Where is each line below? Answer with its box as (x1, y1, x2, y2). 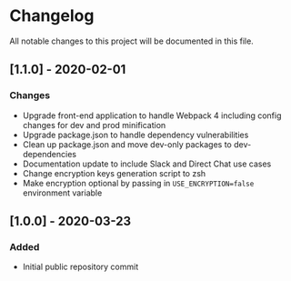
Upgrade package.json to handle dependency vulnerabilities (22, 129, 249, 140)
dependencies (22, 148, 77, 159)
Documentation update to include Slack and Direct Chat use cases (22, 158, 272, 169)
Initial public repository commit (22, 261, 139, 273)
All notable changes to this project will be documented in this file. (9, 35, 255, 46)
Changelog (9, 5, 95, 26)
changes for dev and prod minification (22, 119, 166, 130)
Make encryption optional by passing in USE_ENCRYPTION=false (22, 177, 255, 188)
